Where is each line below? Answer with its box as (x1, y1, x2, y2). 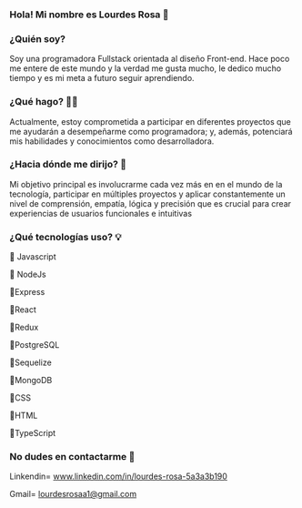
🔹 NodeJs (9, 269, 47, 280)
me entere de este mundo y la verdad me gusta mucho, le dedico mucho (9, 63, 282, 74)
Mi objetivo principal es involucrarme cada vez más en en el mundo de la (9, 178, 283, 189)
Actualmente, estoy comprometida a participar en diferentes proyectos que (9, 116, 291, 127)
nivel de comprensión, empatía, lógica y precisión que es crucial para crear (9, 198, 292, 208)
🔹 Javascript (9, 251, 56, 262)
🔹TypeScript (9, 428, 56, 439)
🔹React (9, 304, 36, 315)
